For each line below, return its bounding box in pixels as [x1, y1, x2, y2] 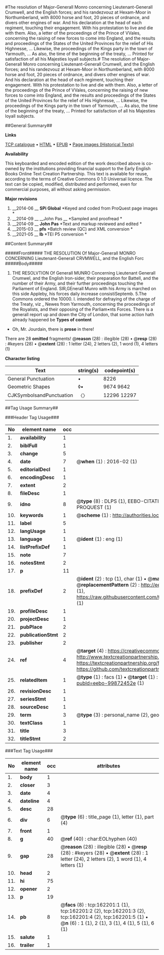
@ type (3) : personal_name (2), [76, 712, 149, 718]
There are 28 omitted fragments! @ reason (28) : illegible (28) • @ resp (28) [5, 336, 157, 341]
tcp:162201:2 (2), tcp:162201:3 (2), [60, 908, 145, 914]
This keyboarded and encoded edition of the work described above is [5, 161, 145, 166]
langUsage [20, 528, 46, 534]
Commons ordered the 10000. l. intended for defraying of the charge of [12, 296, 156, 302]
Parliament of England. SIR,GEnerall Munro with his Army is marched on [12, 286, 156, 291]
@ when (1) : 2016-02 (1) [76, 458, 138, 465]
